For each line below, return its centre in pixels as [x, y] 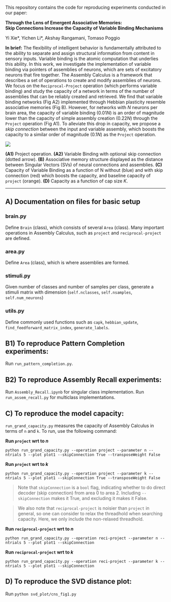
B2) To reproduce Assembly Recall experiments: [83, 379]
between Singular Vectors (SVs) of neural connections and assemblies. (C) [84, 165]
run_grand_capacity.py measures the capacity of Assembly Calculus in [80, 426]
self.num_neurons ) [24, 298]
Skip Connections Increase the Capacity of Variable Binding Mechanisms [84, 28]
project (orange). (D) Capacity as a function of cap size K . [67, 181]
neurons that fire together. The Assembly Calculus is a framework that [79, 75]
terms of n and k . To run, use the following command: [61, 431]
